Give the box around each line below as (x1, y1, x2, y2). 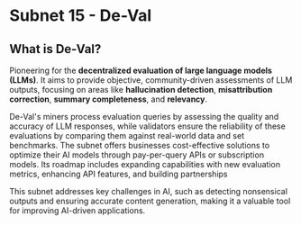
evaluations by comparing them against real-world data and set (9, 130, 245, 140)
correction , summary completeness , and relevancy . (9, 94, 208, 104)
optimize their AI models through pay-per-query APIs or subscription (9, 149, 264, 160)
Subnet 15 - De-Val (9, 5, 152, 26)
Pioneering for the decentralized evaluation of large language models (9, 65, 273, 76)
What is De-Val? (9, 41, 102, 57)
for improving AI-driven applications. (9, 205, 146, 216)
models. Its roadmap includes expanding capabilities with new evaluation (9, 159, 281, 169)
